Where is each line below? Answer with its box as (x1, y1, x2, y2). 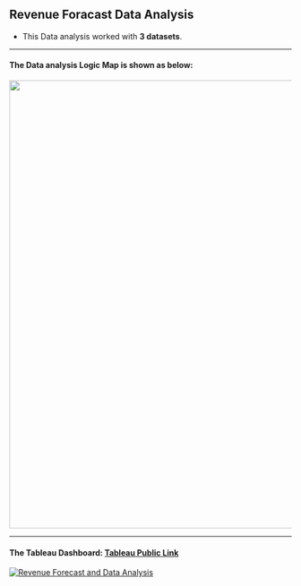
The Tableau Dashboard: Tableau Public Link (9, 547, 179, 558)
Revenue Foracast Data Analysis (9, 7, 194, 22)
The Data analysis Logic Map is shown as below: (9, 60, 193, 71)
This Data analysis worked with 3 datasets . (21, 30, 183, 41)
